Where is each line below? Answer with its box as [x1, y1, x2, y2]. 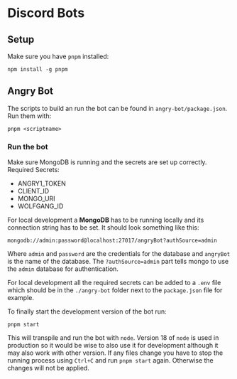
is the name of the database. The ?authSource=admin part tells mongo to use [7, 257, 229, 266]
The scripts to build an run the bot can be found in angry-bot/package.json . [7, 104, 228, 112]
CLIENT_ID [17, 187, 50, 196]
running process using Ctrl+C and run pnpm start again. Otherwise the [7, 356, 214, 365]
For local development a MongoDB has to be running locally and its [7, 215, 204, 225]
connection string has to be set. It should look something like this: [7, 223, 199, 232]
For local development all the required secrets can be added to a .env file [7, 279, 221, 287]
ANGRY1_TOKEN [17, 179, 66, 188]
